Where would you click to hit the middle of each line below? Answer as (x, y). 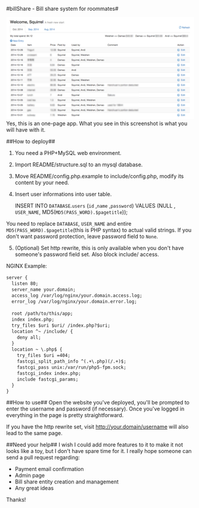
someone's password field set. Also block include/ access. (87, 254)
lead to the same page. (34, 433)
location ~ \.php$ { (37, 349)
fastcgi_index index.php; (49, 373)
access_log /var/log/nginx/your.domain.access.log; (77, 296)
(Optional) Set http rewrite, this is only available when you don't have (99, 248)
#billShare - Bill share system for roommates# (63, 9)
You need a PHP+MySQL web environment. (68, 153)
